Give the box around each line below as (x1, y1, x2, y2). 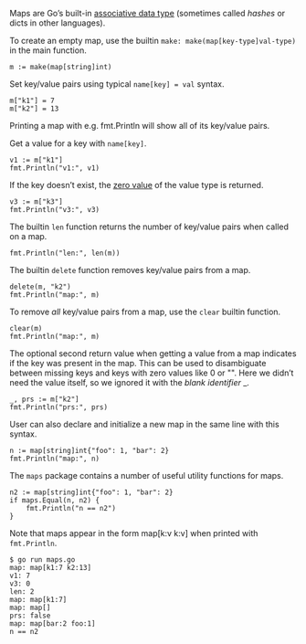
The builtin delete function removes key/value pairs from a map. (9, 265, 251, 275)
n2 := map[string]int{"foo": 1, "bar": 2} (9, 488, 174, 497)
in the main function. (9, 45, 87, 56)
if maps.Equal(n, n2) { (9, 496, 100, 505)
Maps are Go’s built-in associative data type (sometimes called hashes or (9, 8, 286, 18)
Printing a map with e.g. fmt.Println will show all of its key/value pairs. (9, 121, 270, 131)
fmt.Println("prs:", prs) (9, 403, 108, 412)
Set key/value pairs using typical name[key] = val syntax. (9, 79, 225, 90)
